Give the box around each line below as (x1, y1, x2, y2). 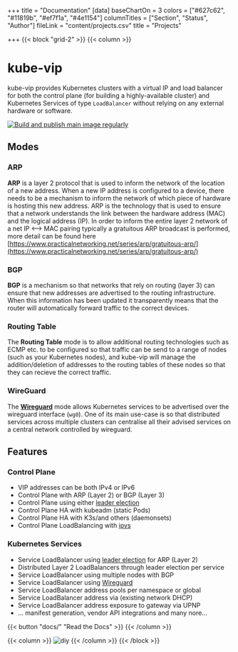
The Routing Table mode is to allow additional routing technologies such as (7, 338, 229, 346)
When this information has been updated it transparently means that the (7, 296, 219, 304)
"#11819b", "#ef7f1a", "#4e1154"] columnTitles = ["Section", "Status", (7, 14, 208, 22)
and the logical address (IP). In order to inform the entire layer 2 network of (7, 216, 228, 225)
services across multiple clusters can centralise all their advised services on (7, 417, 232, 426)
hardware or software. (7, 106, 73, 115)
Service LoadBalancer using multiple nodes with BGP (17, 571, 175, 579)
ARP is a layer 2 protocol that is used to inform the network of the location (7, 179, 225, 187)
